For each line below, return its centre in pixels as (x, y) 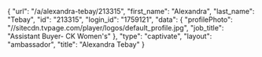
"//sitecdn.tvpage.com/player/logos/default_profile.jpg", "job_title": (116, 28)
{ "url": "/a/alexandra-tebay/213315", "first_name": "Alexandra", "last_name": (131, 11)
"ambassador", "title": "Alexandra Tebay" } (76, 45)
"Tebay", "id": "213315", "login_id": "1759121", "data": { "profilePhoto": (120, 20)
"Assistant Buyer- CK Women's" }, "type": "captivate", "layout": (110, 36)
